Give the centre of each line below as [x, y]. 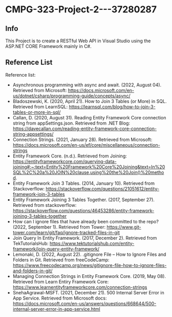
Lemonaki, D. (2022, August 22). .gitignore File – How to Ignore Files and [89, 254]
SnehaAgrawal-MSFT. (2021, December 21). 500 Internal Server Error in [89, 292]
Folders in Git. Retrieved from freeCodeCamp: [61, 260]
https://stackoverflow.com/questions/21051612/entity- [103, 188]
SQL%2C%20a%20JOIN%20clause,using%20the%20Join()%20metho [88, 172]
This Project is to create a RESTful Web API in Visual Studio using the [78, 41]
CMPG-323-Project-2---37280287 [81, 10]
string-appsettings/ [33, 134]
